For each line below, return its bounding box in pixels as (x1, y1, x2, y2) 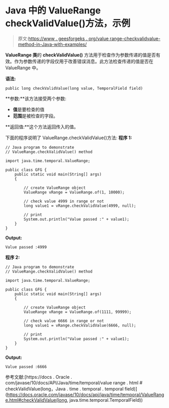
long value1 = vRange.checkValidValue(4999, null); (24, 203, 137, 208)
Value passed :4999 (5, 244, 47, 249)
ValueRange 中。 (5, 65, 41, 71)
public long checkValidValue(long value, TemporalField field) (5, 86, 143, 91)
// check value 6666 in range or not (24, 318, 104, 323)
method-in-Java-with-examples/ (17, 41, 87, 47)
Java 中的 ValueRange (5, 5, 101, 16)
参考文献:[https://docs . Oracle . (5, 374, 73, 380)
